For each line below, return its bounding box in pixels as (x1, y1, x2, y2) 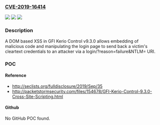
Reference (5, 73, 27, 78)
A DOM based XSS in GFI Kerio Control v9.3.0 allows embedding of (5, 38, 139, 44)
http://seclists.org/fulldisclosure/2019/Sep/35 (12, 83, 103, 89)
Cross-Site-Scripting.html (12, 94, 63, 99)
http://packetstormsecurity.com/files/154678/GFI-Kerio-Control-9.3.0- (12, 88, 152, 94)
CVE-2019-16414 (5, 3, 46, 10)
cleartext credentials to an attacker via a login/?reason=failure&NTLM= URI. (5, 48, 156, 54)
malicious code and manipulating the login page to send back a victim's (5, 43, 148, 49)
